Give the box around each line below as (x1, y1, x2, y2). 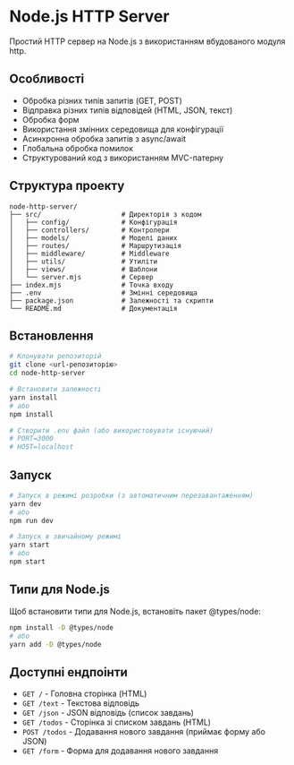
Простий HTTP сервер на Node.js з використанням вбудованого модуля (9, 36, 286, 47)
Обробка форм (21, 114, 80, 125)
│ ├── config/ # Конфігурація (9, 218, 178, 227)
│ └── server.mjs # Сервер (9, 272, 154, 281)
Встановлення (9, 328, 94, 343)
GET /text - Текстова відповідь (21, 698, 140, 709)
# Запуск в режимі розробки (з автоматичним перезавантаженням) (9, 491, 254, 500)
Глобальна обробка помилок (21, 142, 134, 153)
